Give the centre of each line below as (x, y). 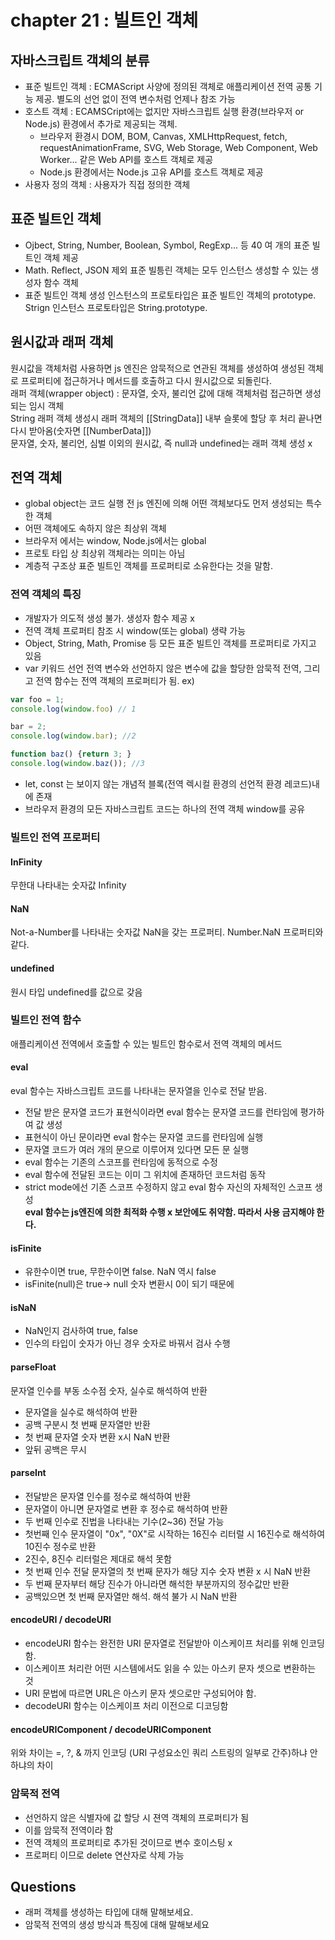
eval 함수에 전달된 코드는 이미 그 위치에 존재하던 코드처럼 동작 (145, 1175)
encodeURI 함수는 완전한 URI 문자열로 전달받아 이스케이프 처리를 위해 (161, 1643)
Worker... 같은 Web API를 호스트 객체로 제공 (126, 159)
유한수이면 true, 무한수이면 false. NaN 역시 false (120, 1272)
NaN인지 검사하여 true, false (81, 1331)
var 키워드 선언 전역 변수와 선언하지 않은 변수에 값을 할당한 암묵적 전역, (163, 668)
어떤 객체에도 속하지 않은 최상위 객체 (95, 528)
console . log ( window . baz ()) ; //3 (77, 764)
